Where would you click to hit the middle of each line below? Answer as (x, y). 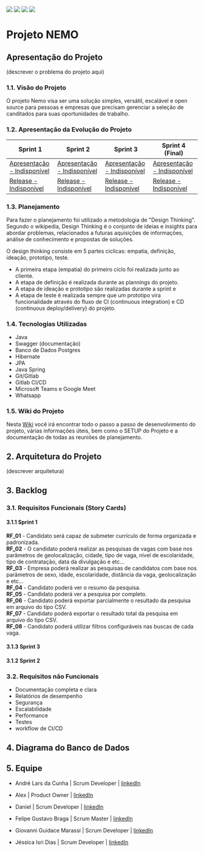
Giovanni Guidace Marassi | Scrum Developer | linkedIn (84, 830)
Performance (32, 716)
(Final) (174, 153)
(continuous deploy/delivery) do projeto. (65, 308)
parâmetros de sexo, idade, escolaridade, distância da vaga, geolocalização (101, 574)
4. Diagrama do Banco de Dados (68, 748)
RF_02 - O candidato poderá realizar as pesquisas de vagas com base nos (100, 549)
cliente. (24, 276)
